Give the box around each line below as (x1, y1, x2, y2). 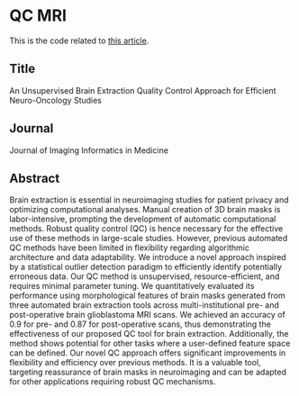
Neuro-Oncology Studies (9, 94, 102, 105)
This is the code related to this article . (9, 35, 149, 46)
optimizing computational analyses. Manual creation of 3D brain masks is (9, 204, 281, 215)
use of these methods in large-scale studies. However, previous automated (9, 233, 288, 244)
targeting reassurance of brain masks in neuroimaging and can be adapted (9, 366, 286, 378)
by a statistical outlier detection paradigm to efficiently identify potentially (9, 262, 282, 273)
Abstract (9, 170, 60, 185)
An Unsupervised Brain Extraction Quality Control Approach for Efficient (9, 85, 276, 95)
